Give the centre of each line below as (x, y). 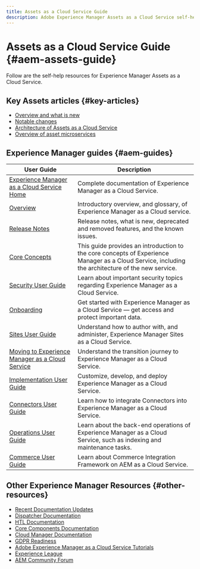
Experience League (39, 554)
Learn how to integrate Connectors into (132, 401)
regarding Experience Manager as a (127, 285)
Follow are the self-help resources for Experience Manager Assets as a (93, 76)
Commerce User (32, 457)
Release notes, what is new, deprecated (133, 221)
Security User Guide (37, 285)
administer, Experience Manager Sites (130, 334)
